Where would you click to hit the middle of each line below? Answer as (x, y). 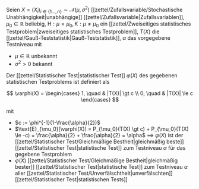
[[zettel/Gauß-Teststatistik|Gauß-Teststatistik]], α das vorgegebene (88, 38)
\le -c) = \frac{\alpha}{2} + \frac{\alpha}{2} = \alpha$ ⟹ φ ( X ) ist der (99, 135)
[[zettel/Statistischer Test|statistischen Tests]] (71, 179)
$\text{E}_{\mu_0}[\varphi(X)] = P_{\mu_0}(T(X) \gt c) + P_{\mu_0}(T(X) (102, 129)
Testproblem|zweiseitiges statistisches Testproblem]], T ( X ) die (83, 31)
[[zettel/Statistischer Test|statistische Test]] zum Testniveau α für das (100, 147)
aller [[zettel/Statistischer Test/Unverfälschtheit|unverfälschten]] (94, 173)
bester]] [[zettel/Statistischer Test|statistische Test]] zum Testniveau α (101, 166)
